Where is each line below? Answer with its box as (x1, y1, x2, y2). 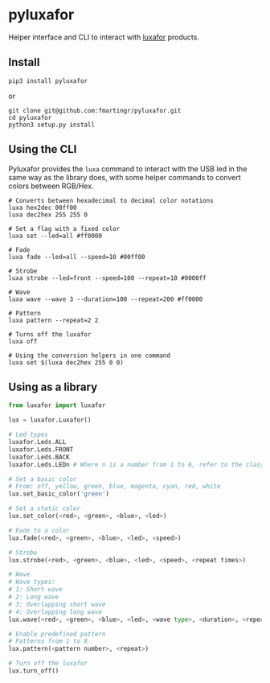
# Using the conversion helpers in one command (8, 352, 171, 360)
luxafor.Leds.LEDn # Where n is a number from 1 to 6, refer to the (8, 460, 243, 468)
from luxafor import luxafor (8, 401, 106, 409)
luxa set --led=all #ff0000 (8, 232, 103, 240)
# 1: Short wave (8, 586, 63, 594)
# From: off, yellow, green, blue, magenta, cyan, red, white (8, 483, 221, 491)
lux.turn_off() (8, 667, 59, 675)
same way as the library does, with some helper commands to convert (8, 172, 241, 182)
